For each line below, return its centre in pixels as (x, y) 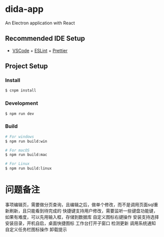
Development (22, 103)
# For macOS (17, 150)
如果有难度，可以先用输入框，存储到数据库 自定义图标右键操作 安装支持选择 (82, 217)
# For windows (20, 137)
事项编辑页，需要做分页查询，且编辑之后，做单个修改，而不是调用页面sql (80, 204)
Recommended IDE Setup (45, 39)
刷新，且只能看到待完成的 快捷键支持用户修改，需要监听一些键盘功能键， (83, 211)
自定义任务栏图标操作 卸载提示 (36, 229)
